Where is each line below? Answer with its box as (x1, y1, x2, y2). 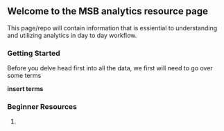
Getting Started (7, 48, 60, 58)
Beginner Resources (7, 102, 78, 112)
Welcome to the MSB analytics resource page (7, 6, 209, 17)
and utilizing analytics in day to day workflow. (7, 31, 137, 39)
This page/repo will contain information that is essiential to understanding (7, 23, 218, 32)
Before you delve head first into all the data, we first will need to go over (7, 64, 213, 72)
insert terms (7, 85, 44, 93)
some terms (7, 72, 42, 80)
